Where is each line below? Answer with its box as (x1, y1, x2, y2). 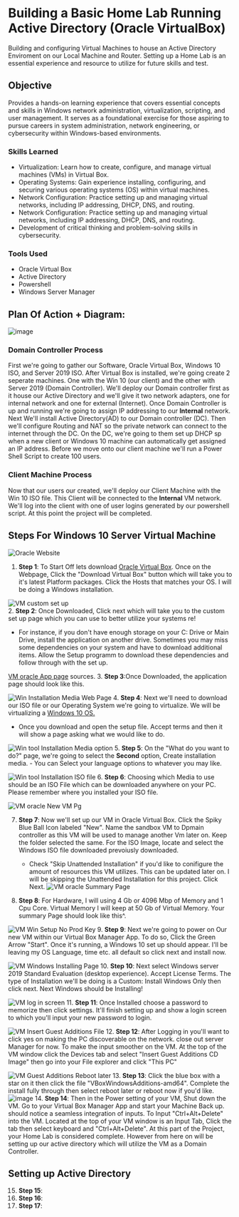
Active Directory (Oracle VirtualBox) (8, 20, 226, 36)
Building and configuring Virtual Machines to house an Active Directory (8, 43, 216, 52)
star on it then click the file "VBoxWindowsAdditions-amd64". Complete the (8, 1079, 230, 1087)
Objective (8, 80, 53, 92)
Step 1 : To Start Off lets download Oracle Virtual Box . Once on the (18, 562, 212, 571)
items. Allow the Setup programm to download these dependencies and (18, 650, 229, 659)
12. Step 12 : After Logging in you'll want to (105, 1027, 230, 1035)
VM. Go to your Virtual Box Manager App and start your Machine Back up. (8, 1102, 225, 1110)
